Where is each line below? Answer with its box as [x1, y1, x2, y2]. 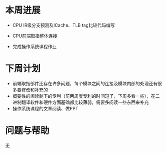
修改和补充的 [21, 86, 48, 93]
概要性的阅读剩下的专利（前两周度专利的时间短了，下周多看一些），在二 [12, 93, 160, 99]
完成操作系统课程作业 [12, 43, 57, 49]
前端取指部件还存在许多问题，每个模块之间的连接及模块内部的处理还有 [12, 80, 158, 86]
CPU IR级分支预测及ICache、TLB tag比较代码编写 [12, 22, 115, 28]
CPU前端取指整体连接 [12, 33, 58, 39]
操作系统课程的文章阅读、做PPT [12, 105, 79, 111]
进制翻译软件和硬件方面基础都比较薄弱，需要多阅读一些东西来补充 [12, 99, 149, 105]
